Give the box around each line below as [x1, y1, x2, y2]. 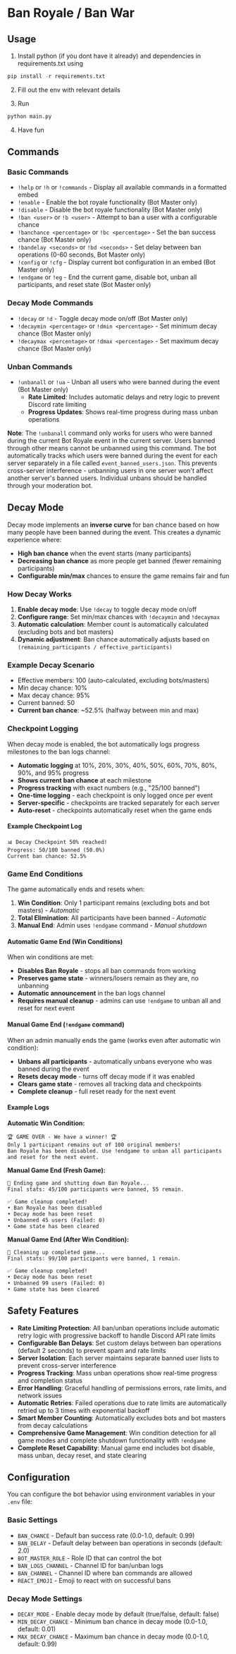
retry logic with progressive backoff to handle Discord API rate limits [17, 1331, 216, 1340]
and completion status [17, 1376, 82, 1385]
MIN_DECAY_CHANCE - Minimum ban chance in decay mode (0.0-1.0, [17, 1617, 208, 1626]
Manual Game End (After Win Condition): [7, 1235, 130, 1244]
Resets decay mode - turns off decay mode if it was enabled [17, 1072, 195, 1080]
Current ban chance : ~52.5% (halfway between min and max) [17, 706, 199, 715]
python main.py [7, 113, 52, 120]
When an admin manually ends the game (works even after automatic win [7, 1036, 221, 1044]
